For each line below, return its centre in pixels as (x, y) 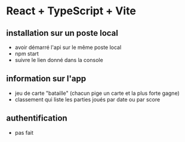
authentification (37, 118)
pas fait (24, 132)
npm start (27, 54)
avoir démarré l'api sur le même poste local (68, 47)
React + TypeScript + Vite (71, 11)
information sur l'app (46, 79)
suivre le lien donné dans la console (59, 60)
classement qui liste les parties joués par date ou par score (87, 99)
